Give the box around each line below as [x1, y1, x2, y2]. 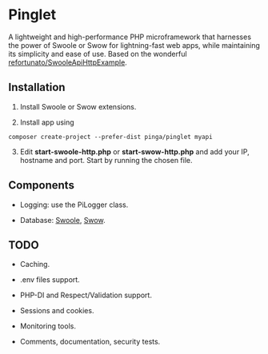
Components [8, 178, 74, 193]
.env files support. [19, 275, 80, 284]
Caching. [19, 260, 50, 269]
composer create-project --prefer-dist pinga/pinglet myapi [8, 133, 214, 141]
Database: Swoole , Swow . [19, 215, 106, 225]
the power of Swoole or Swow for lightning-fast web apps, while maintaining [8, 40, 260, 50]
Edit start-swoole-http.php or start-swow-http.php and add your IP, [19, 146, 250, 157]
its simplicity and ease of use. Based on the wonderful [8, 49, 187, 58]
